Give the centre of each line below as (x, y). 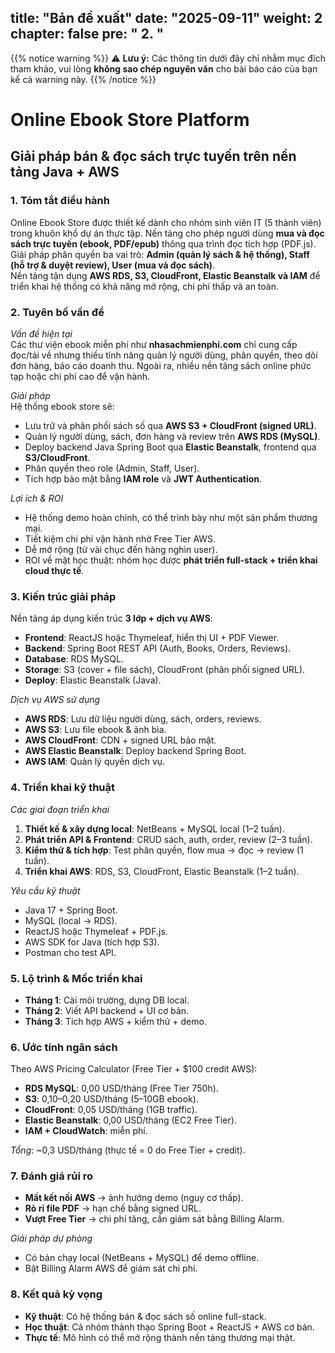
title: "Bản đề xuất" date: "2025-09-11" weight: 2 (166, 18)
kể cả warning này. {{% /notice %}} (83, 79)
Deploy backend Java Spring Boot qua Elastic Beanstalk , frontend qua (170, 447)
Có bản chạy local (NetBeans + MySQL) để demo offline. (142, 1258)
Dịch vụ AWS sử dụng (55, 700)
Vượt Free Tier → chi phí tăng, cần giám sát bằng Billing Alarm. (154, 1219)
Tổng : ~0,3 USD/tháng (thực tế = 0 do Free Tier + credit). (128, 1150)
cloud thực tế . (54, 570)
